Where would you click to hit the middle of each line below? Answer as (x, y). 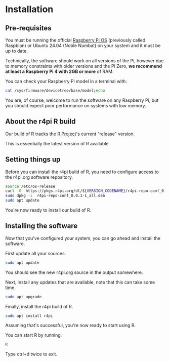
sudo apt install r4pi (29, 316)
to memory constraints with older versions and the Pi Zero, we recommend (84, 66)
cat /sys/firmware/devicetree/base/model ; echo (55, 91)
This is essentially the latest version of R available (57, 143)
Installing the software (41, 226)
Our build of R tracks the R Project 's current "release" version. (70, 134)
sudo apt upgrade (24, 297)
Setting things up (33, 160)
